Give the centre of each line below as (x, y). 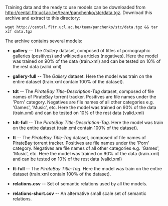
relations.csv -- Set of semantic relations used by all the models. (80, 184)
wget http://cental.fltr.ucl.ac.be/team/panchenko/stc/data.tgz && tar (81, 27)
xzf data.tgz (19, 32)
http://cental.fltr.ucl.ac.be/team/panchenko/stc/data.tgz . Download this (79, 13)
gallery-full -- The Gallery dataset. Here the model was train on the (82, 76)
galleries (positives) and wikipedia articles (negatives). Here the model (85, 56)
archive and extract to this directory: (43, 18)
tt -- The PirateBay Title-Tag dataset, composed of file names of (79, 137)
